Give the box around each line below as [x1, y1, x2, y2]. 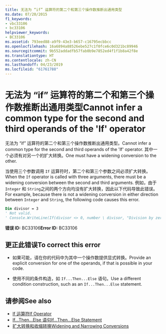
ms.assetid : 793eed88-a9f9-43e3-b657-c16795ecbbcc [5, 39, 112, 44]
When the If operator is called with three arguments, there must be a [5, 174, 146, 180]
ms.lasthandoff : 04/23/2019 [5, 62, 63, 67]
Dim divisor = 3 [5, 206, 39, 211]
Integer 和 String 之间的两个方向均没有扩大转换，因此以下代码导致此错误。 [5, 186, 158, 191]
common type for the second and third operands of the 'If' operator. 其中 [5, 146, 154, 152]
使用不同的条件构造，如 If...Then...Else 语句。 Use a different [12, 276, 141, 282]
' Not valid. [5, 211, 32, 216]
